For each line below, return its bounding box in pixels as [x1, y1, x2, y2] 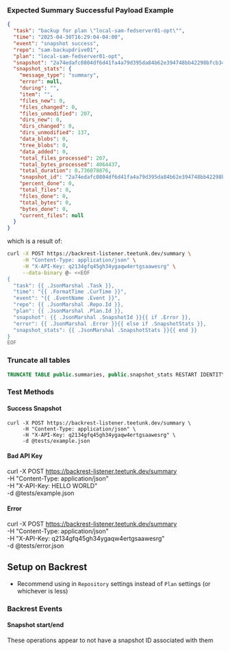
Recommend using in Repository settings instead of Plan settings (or [16, 579, 211, 587]
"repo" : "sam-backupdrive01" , [13, 47, 99, 53]
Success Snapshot [7, 404, 62, 412]
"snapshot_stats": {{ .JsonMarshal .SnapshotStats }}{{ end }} [13, 327, 197, 333]
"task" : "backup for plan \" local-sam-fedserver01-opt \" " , [13, 27, 186, 34]
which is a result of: [7, 237, 63, 245]
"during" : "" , [19, 85, 60, 92]
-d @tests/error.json [7, 541, 64, 550]
